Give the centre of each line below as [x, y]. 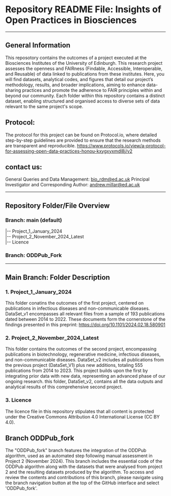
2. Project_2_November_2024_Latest [52, 338]
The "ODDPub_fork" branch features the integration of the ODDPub [76, 451]
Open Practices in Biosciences [71, 20]
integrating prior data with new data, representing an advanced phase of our [85, 376]
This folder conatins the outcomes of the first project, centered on [75, 303]
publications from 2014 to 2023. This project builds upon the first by [77, 370]
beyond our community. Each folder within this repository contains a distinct [85, 95]
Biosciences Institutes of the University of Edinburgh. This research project [84, 63]
